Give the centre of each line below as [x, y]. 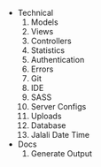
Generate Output [62, 153]
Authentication [58, 60]
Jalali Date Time [60, 135]
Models [45, 22]
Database [48, 125]
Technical [35, 13]
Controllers [51, 41]
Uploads [46, 116]
